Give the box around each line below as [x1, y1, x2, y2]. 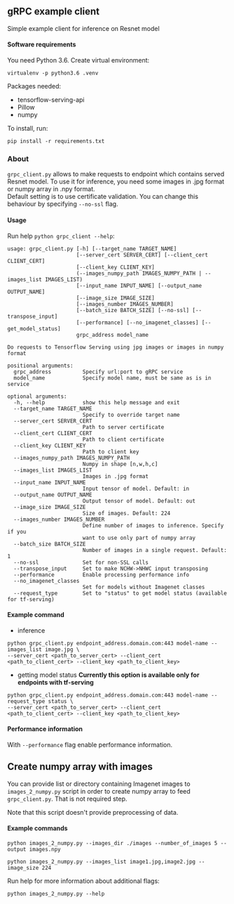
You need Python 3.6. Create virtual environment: [7, 56, 150, 65]
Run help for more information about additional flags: [7, 877, 160, 885]
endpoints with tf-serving [17, 678, 95, 686]
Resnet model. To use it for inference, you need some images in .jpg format [7, 177, 225, 186]
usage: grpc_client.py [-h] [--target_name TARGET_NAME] [7, 245, 177, 252]
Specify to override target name [82, 411, 180, 418]
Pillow [17, 103, 35, 112]
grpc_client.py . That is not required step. [7, 794, 128, 803]
